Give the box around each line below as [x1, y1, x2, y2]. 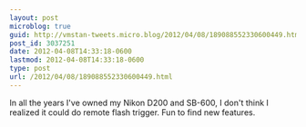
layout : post [9, 13, 59, 23]
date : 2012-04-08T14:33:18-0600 [9, 47, 132, 56]
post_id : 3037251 [9, 38, 76, 48]
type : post [9, 64, 51, 73]
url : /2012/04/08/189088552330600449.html [9, 73, 173, 82]
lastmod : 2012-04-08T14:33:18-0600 [9, 55, 145, 64]
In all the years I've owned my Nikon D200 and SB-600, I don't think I [9, 97, 269, 108]
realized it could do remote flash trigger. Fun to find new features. [9, 106, 256, 118]
